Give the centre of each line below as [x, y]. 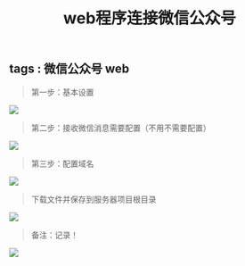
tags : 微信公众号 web [69, 69]
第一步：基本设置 [62, 92]
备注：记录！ [54, 235]
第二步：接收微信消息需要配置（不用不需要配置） [121, 128]
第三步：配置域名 [62, 163]
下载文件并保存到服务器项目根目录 [94, 199]
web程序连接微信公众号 [150, 18]
